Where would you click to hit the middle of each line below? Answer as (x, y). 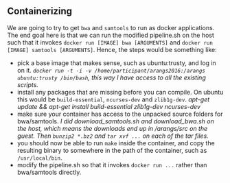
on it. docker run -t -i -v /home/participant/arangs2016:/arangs (111, 70)
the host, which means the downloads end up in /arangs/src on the (112, 128)
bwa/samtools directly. (49, 172)
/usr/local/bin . (40, 158)
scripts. (28, 84)
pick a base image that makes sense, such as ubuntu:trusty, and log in (116, 63)
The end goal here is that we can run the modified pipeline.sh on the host (111, 35)
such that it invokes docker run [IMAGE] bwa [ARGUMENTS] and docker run (110, 42)
